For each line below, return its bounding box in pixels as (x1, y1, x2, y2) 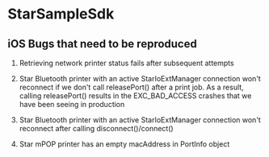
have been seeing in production (19, 100, 125, 109)
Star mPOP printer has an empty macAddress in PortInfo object (19, 139, 230, 149)
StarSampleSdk (7, 5, 115, 23)
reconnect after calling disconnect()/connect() (19, 124, 174, 133)
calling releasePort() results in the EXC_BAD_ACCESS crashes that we (19, 91, 252, 101)
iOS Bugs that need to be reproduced (7, 37, 197, 51)
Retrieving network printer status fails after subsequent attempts (19, 58, 235, 68)
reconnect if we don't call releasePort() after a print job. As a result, (19, 82, 244, 92)
